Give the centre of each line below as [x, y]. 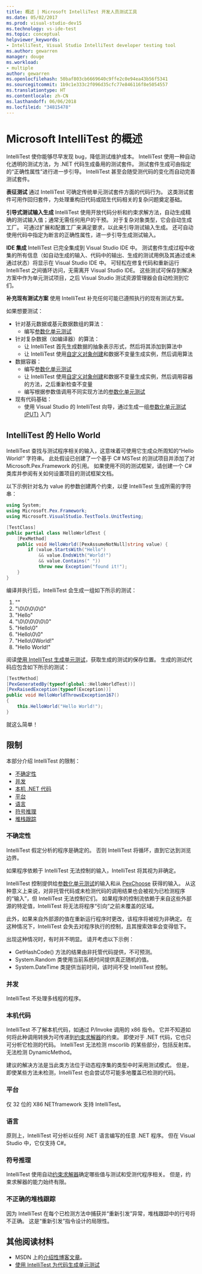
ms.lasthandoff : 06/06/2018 [41, 101]
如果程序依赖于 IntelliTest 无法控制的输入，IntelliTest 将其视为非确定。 [93, 870]
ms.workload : [23, 62]
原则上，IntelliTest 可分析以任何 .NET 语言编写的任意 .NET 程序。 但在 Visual [101, 1136]
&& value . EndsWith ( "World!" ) [75, 555]
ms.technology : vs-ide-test [41, 29]
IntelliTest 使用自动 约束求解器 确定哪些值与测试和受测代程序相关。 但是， [96, 1175]
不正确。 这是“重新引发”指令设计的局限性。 [60, 1221]
